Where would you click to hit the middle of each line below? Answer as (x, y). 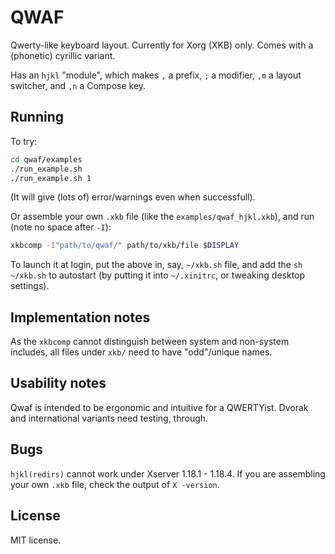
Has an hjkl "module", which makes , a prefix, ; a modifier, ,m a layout (156, 75)
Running (37, 117)
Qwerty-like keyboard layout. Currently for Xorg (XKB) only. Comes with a (162, 45)
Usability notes (58, 383)
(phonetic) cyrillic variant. (63, 55)
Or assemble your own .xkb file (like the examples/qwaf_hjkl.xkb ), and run (162, 217)
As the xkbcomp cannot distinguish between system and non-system (150, 342)
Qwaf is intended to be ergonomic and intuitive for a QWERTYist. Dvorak (159, 407)
